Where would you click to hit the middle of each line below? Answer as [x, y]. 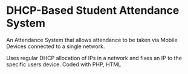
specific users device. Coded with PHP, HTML [64, 64]
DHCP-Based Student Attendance [93, 11]
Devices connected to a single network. [56, 46]
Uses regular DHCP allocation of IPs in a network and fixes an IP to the [94, 58]
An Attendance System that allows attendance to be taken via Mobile [92, 40]
